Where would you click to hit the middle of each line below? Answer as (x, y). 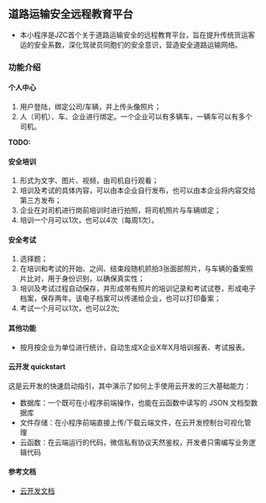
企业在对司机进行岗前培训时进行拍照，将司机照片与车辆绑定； (120, 210)
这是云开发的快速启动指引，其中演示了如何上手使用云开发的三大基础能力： (129, 386)
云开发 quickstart (37, 367)
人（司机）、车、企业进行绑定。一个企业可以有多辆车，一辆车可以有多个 (136, 116)
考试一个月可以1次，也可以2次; (70, 308)
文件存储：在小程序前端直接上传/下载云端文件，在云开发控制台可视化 (132, 422)
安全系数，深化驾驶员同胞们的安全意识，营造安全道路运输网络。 (138, 44)
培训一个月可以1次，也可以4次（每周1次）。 (89, 220)
